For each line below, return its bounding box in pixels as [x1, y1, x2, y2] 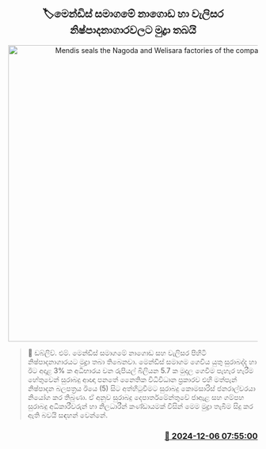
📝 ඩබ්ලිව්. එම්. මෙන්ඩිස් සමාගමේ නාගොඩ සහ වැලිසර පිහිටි [27, 348, 207, 357]
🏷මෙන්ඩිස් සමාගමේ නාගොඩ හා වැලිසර [42, 7, 224, 21]
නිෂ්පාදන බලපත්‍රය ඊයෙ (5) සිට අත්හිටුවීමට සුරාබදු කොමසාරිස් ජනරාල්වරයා [27, 383, 256, 393]
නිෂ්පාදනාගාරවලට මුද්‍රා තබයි [70, 24, 196, 37]
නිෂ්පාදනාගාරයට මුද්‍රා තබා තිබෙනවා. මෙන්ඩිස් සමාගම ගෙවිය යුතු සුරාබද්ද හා [27, 357, 257, 366]
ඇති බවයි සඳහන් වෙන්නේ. [27, 410, 108, 420]
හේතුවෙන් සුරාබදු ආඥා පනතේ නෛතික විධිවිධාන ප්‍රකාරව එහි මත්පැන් [27, 375, 237, 384]
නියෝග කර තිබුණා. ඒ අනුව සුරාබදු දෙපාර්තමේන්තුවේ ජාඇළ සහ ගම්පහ [27, 392, 245, 402]
